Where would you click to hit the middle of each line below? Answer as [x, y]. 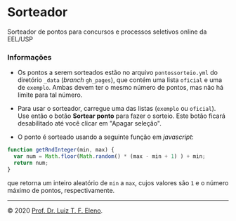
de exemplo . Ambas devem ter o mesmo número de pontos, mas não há [120, 88]
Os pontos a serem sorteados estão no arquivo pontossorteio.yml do [117, 73]
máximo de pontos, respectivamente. [61, 190]
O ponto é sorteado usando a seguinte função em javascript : [106, 137]
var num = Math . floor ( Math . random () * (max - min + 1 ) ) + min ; [110, 156]
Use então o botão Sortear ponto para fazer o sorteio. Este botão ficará [122, 116]
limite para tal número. [50, 95]
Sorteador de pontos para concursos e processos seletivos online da [107, 32]
